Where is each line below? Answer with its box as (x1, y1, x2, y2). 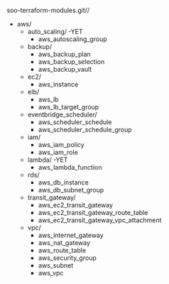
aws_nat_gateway (38, 239, 90, 247)
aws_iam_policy (38, 141, 84, 148)
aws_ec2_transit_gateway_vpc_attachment (38, 216, 162, 224)
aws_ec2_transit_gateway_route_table (38, 209, 148, 217)
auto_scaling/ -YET (27, 28, 83, 35)
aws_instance (38, 80, 79, 88)
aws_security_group (38, 253, 97, 262)
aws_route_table (38, 246, 87, 254)
